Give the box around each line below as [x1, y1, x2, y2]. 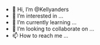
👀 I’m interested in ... [12, 12, 64, 19]
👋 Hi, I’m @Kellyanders [12, 6, 69, 13]
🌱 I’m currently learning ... [12, 19, 77, 26]
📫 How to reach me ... [12, 32, 68, 39]
